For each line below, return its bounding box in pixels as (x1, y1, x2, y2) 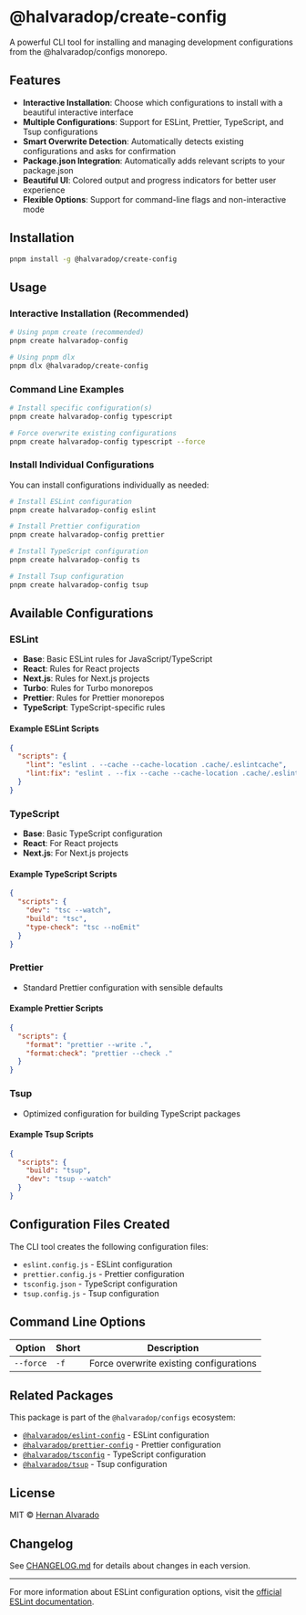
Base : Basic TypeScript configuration (22, 828, 163, 839)
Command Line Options (9, 1315, 146, 1330)
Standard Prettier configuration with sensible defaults (22, 981, 223, 992)
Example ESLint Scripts (9, 723, 99, 734)
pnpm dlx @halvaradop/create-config (9, 361, 148, 371)
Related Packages (9, 1388, 114, 1403)
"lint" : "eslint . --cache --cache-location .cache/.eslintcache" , (25, 760, 287, 770)
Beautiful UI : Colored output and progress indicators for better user (22, 174, 277, 185)
